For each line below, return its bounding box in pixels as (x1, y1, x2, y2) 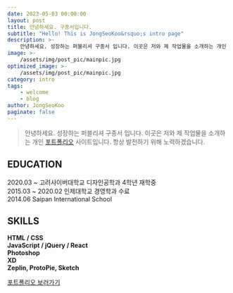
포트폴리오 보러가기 (7, 278, 61, 287)
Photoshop (7, 249, 40, 257)
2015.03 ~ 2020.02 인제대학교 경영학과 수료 (7, 187, 130, 195)
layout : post (7, 17, 46, 24)
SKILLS (7, 215, 40, 227)
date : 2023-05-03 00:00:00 (7, 10, 87, 18)
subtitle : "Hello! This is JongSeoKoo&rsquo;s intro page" (7, 30, 184, 37)
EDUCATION (7, 158, 63, 170)
